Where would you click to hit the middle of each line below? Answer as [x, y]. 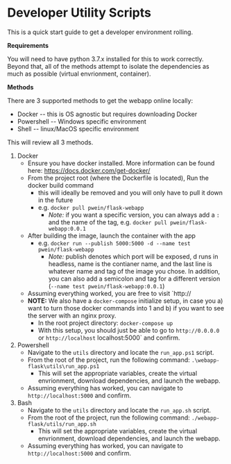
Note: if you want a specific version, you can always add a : [134, 215]
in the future [55, 200]
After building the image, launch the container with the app [112, 235]
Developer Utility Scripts [79, 13]
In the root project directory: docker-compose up [105, 323]
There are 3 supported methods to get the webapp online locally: [100, 100]
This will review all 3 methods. [50, 142]
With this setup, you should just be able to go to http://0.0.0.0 [129, 330]
